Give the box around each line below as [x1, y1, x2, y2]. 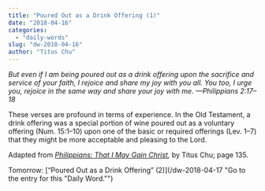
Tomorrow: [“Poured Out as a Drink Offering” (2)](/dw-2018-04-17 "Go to [8, 166, 246, 174]
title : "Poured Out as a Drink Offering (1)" [8, 11, 160, 20]
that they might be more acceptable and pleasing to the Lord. [8, 135, 207, 144]
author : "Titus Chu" [8, 48, 77, 56]
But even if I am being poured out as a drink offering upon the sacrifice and [8, 70, 255, 79]
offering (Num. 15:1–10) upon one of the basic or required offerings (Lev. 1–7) [8, 127, 257, 136]
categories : [8, 26, 47, 34]
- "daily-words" [15, 33, 69, 42]
